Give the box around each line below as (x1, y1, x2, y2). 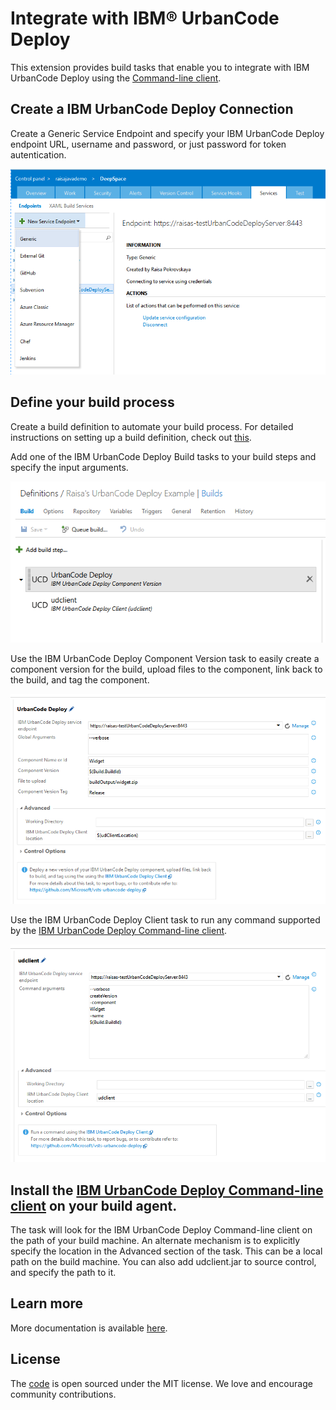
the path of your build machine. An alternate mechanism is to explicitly (10, 1234, 301, 1246)
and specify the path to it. (10, 1266, 117, 1278)
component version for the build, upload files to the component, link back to (10, 663, 323, 675)
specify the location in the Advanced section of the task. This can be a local (10, 1245, 323, 1257)
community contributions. (10, 1388, 117, 1400)
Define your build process (10, 394, 175, 411)
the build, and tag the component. (10, 673, 150, 686)
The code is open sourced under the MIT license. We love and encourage (10, 1377, 313, 1389)
